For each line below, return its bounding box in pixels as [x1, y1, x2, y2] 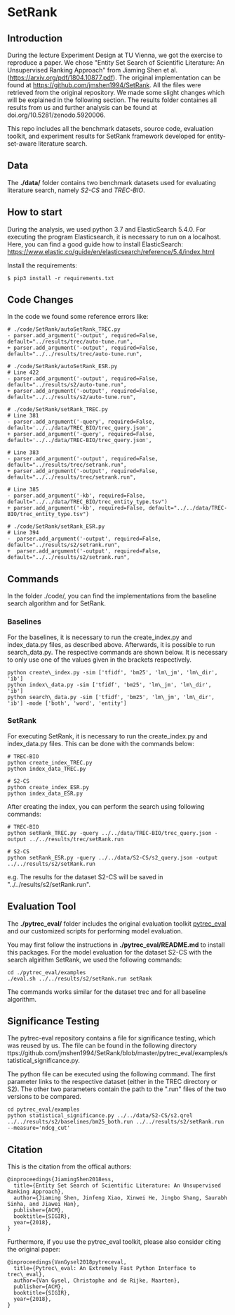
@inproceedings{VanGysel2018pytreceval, [7, 1259, 128, 1266]
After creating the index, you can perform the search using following [7, 802, 205, 810]
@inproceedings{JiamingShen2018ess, [7, 1176, 114, 1183]
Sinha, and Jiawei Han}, [7, 1201, 80, 1208]
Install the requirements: [7, 261, 77, 270]
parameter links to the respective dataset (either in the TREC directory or [7, 1078, 217, 1086]
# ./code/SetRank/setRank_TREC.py [7, 406, 109, 413]
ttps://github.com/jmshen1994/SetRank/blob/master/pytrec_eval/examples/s [7, 1049, 228, 1057]
